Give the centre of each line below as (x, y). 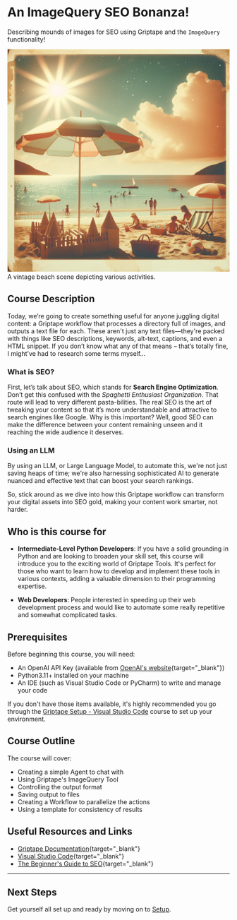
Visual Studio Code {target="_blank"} (71, 856)
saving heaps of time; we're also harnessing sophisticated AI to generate (113, 473)
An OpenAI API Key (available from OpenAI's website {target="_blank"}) (121, 667)
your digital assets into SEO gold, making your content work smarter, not (113, 502)
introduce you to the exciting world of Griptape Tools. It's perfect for (117, 564)
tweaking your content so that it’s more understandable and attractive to (112, 410)
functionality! (26, 39)
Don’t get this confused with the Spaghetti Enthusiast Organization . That (113, 395)
